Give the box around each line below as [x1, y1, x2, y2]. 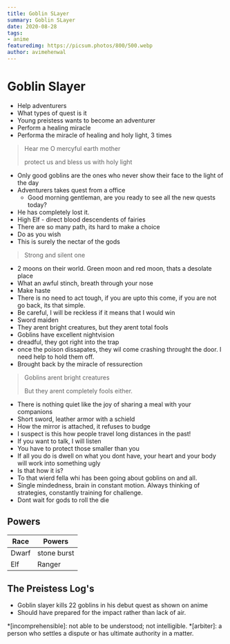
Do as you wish [17, 230, 61, 238]
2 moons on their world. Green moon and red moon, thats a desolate [17, 264, 212, 272]
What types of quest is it [17, 109, 88, 117]
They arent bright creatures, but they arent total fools [17, 323, 169, 331]
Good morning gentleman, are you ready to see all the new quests [27, 193, 216, 202]
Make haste [17, 286, 50, 294]
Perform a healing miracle [17, 123, 91, 132]
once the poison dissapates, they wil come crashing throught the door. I [17, 345, 222, 353]
